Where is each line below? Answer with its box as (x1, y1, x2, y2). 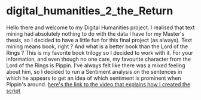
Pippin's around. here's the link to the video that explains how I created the (6, 80, 191, 87)
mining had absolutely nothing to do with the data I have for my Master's (6, 30, 185, 37)
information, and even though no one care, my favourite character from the (6, 55, 191, 62)
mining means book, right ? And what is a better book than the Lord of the (6, 43, 188, 50)
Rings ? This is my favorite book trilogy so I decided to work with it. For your (6, 49, 193, 56)
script (6, 87, 21, 94)
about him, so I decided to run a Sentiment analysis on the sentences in (6, 68, 182, 75)
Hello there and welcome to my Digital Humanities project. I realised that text (6, 24, 195, 31)
